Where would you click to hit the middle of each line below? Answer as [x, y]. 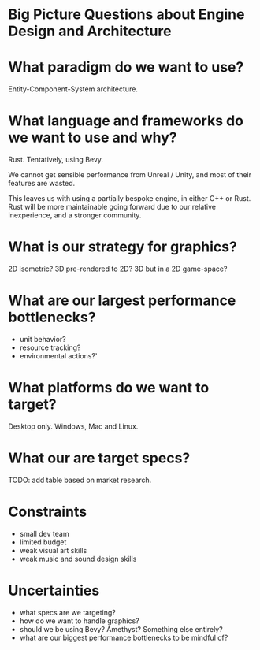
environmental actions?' [58, 355]
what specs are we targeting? [67, 612]
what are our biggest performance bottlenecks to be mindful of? [124, 637]
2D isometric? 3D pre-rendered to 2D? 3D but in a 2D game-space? [118, 269]
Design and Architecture [90, 31]
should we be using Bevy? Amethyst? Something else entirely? [121, 629]
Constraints [48, 512]
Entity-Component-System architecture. [73, 89]
